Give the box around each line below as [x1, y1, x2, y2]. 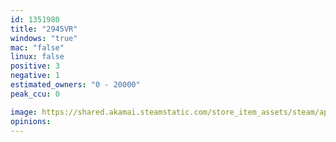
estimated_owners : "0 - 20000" [10, 80, 141, 90]
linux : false [10, 52, 65, 62]
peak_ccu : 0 [10, 89, 60, 99]
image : [10, 107, 38, 117]
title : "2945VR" [10, 24, 78, 34]
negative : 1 [10, 71, 60, 81]
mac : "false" [10, 42, 65, 53]
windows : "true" [10, 33, 78, 43]
